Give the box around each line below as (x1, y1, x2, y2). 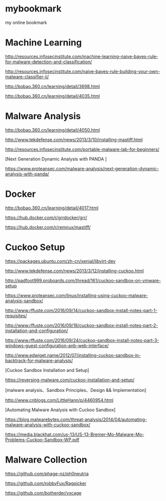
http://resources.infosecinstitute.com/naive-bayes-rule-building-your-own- (5, 68, 161, 74)
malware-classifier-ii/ (5, 73, 49, 80)
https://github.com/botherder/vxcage (5, 490, 82, 496)
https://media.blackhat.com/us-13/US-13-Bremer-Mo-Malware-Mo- (5, 431, 145, 437)
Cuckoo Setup (5, 241, 65, 253)
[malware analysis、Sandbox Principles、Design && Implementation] (5, 387, 147, 393)
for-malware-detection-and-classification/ (5, 58, 92, 65)
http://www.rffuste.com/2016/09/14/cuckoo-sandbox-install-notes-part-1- (5, 307, 158, 313)
